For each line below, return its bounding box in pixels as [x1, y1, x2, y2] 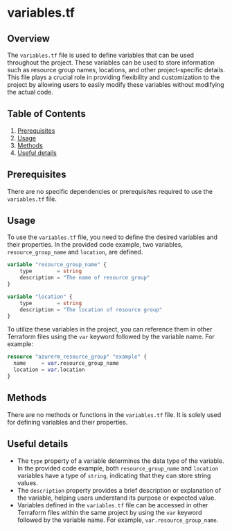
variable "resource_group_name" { [7, 261, 107, 268]
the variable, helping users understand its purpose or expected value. [17, 493, 216, 502]
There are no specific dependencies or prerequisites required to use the [7, 187, 213, 195]
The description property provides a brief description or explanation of [17, 486, 222, 494]
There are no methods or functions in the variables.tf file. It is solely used [7, 410, 222, 418]
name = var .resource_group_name [13, 360, 119, 367]
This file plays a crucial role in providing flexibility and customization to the [7, 73, 220, 81]
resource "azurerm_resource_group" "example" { [7, 353, 148, 361]
